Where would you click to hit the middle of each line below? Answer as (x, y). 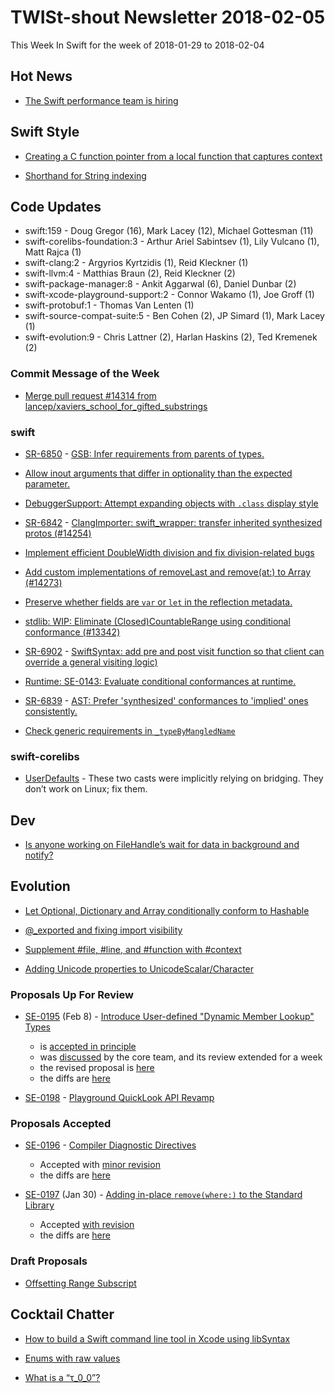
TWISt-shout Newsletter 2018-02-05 (168, 17)
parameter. (47, 483)
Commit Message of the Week (85, 374)
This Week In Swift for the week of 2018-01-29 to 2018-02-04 (137, 45)
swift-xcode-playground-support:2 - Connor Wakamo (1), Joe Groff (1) (169, 295)
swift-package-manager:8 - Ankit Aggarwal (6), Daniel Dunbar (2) (160, 284)
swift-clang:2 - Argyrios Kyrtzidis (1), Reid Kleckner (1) (136, 263)
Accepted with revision (87, 1225)
